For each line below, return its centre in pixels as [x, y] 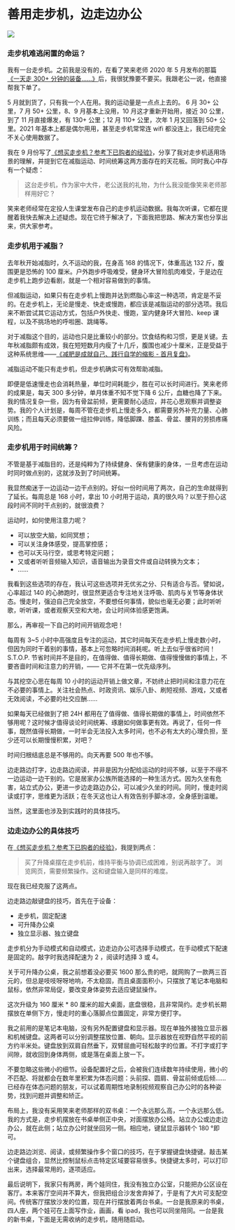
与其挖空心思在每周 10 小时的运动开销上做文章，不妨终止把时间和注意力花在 [116, 681]
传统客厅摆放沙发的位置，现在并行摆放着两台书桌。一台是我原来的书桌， [123, 1202]
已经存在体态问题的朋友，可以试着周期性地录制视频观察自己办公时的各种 [111, 1087]
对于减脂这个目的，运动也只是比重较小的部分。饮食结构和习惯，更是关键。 [114, 336]
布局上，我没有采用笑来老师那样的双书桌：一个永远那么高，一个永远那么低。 [117, 1111]
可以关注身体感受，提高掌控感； [63, 544]
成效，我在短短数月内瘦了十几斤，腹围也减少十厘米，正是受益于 [136, 345]
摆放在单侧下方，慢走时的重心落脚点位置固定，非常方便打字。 [96, 1013]
